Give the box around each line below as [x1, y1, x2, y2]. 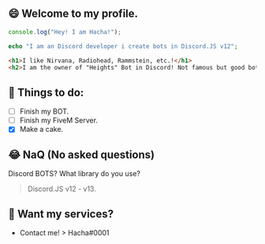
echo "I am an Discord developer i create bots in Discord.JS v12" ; [8, 42, 238, 51]
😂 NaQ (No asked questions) [8, 148, 155, 161]
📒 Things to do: [8, 85, 84, 99]
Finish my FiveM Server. [19, 115, 99, 126]
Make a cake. [19, 125, 64, 134]
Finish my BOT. [19, 107, 69, 116]
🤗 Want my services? [8, 207, 114, 220]
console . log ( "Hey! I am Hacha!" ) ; [8, 28, 122, 36]
